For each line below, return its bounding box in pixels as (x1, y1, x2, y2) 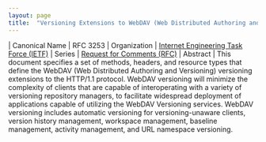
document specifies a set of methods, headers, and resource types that (8, 57, 242, 67)
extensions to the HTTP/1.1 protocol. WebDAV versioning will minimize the (8, 74, 248, 84)
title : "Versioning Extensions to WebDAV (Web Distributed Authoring (8, 19, 246, 27)
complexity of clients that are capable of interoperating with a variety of (8, 82, 242, 92)
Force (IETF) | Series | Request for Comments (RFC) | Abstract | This (8, 49, 231, 58)
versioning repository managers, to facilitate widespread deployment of (8, 91, 241, 100)
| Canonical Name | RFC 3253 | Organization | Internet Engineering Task (8, 40, 243, 50)
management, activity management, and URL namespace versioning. (8, 124, 234, 134)
